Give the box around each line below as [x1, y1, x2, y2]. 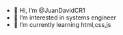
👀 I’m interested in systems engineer [13, 13, 116, 22]
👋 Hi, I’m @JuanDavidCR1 [13, 7, 85, 14]
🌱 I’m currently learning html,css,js [13, 21, 111, 28]
